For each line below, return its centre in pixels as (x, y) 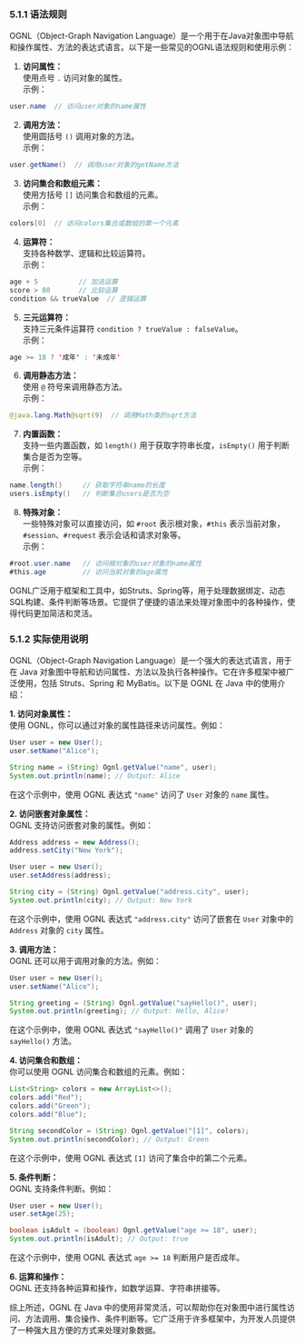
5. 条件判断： (34, 1177)
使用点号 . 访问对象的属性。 (74, 78)
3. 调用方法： (34, 949)
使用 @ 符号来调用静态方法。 (74, 387)
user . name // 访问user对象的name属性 (78, 106)
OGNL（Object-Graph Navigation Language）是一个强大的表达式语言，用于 (151, 661)
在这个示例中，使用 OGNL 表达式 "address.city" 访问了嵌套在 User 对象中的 (152, 919)
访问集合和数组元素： (62, 184)
